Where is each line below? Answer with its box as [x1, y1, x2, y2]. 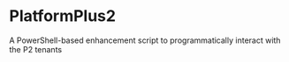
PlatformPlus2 [9, 6, 117, 26]
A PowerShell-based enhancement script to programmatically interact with [9, 35, 281, 45]
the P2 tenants [9, 44, 63, 54]
